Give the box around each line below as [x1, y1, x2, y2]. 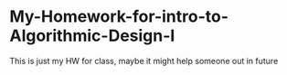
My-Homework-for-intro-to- [9, 6, 229, 27]
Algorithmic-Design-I [9, 25, 175, 46]
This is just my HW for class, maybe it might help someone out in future [9, 55, 279, 66]
